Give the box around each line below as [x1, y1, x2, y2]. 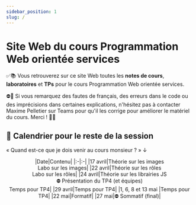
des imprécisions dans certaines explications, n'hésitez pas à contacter [6, 101, 181, 108]
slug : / [6, 14, 25, 20]
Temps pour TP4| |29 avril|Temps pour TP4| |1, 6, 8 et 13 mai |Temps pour [9, 186, 190, 193]
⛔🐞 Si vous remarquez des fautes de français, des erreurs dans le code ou [6, 92, 188, 100]
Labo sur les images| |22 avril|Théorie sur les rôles [37, 164, 162, 172]
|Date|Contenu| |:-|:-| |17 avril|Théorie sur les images [34, 158, 165, 165]
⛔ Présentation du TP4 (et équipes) [56, 177, 143, 184]
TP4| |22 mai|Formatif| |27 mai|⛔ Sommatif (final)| [38, 193, 161, 200]
